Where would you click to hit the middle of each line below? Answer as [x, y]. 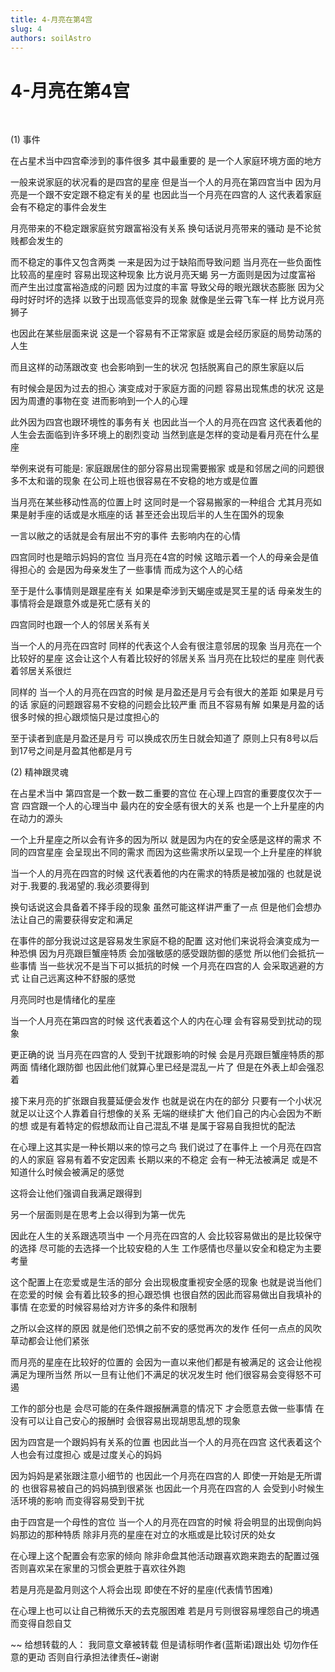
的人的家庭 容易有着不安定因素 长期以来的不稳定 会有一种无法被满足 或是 [160, 1160]
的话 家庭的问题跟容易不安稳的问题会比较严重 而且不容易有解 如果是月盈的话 [167, 705]
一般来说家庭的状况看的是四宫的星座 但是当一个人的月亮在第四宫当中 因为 [161, 182]
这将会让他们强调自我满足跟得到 [76, 1193]
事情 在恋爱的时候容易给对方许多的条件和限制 [103, 1307]
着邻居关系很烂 [41, 671]
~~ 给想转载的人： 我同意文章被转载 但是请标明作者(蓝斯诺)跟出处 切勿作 [160, 1645]
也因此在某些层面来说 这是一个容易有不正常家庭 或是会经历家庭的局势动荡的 [166, 333]
